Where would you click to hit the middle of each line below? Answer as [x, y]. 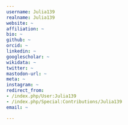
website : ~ [20, 23]
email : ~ [17, 107]
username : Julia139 [31, 12]
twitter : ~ [20, 68]
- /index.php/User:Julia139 [41, 96]
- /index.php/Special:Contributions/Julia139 [64, 101]
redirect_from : [25, 91]
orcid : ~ [17, 46]
